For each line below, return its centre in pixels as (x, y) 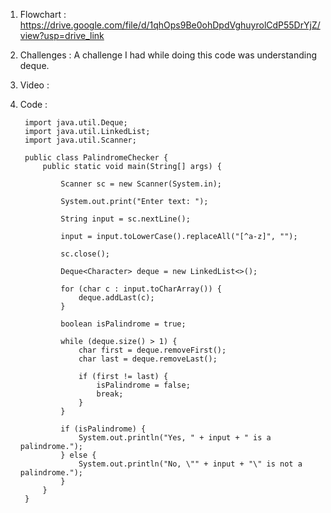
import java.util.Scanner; (80, 140)
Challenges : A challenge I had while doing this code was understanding (168, 55)
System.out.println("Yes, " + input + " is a (175, 438)
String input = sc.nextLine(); (125, 219)
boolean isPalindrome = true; (123, 324)
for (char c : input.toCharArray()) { (141, 289)
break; (110, 394)
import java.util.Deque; (76, 123)
